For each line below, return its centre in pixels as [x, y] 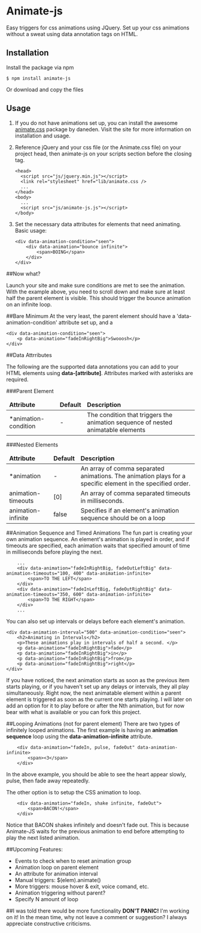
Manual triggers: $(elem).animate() [58, 880]
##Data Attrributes [29, 355]
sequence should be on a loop [123, 518]
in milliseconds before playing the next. [54, 552]
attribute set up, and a [86, 322]
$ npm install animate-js [38, 78]
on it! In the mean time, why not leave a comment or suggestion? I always [97, 917]
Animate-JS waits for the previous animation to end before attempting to [95, 831]
